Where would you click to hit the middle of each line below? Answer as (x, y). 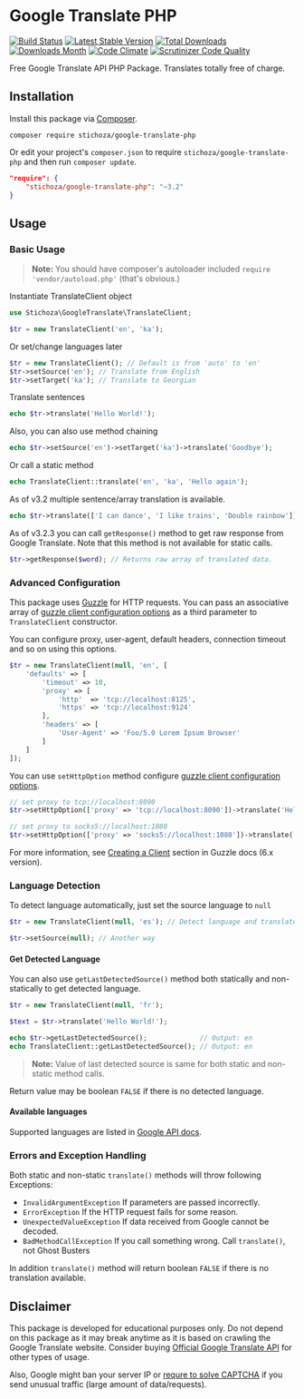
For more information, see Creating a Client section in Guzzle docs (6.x (142, 853)
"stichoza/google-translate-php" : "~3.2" (104, 187)
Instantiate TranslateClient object (71, 297)
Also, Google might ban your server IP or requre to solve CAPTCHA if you (146, 1375)
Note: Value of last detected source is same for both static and (148, 1063)
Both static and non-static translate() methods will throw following (136, 1175)
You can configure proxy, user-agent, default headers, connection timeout (148, 640)
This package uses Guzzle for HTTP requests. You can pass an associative (149, 602)
